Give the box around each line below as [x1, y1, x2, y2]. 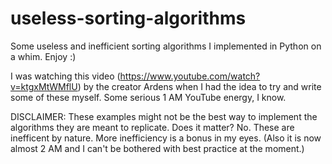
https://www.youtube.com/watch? [119, 70, 261, 82]
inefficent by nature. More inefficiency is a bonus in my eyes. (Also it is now [10, 132, 322, 144]
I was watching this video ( [10, 70, 121, 82]
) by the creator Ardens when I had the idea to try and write [77, 80, 322, 92]
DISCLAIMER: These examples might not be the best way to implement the [10, 110, 318, 122]
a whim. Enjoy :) [10, 50, 77, 62]
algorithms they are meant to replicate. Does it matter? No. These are [10, 121, 295, 133]
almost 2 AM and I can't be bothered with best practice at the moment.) [10, 142, 305, 154]
